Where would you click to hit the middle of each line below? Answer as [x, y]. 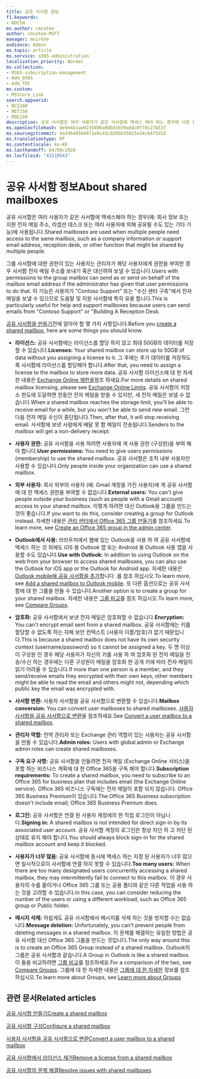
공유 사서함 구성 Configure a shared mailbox [58, 1026]
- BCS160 [17, 106]
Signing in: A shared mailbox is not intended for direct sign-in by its [104, 822]
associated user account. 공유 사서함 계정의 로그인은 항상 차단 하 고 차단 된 [103, 830]
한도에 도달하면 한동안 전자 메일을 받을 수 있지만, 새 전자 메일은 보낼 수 [103, 395]
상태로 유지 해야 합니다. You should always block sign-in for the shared [99, 837]
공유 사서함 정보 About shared [77, 187]
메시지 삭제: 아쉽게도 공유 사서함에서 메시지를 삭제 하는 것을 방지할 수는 [97, 918]
